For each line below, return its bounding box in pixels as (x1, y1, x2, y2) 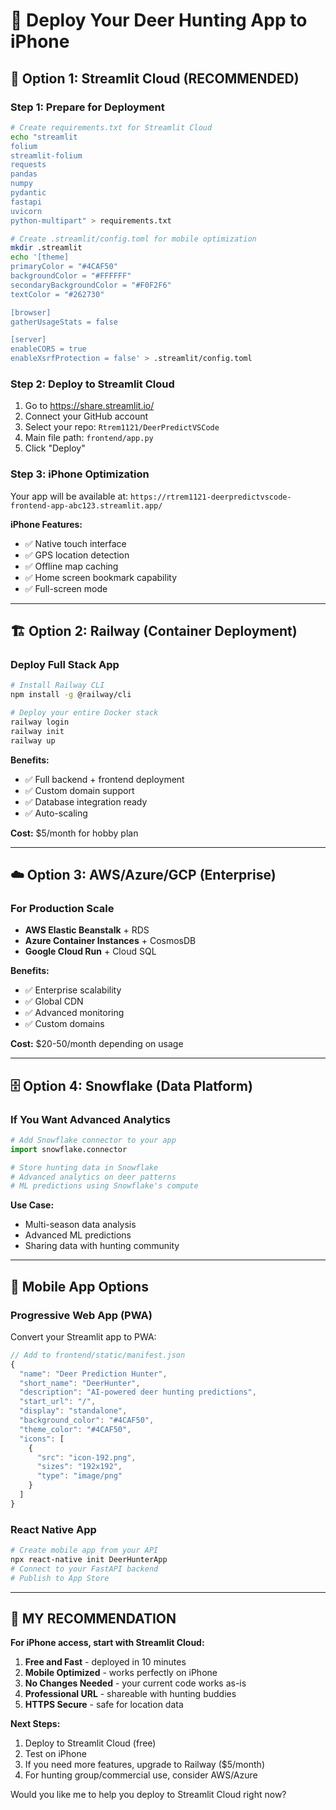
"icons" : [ (19, 1434, 65, 1444)
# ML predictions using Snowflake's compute (10, 1181, 199, 1191)
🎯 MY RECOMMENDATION (10, 1610, 177, 1628)
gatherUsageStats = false (10, 317, 118, 327)
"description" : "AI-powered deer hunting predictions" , (19, 1387, 257, 1398)
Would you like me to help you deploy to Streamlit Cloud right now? (10, 1789, 287, 1801)
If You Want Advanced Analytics (10, 1112, 171, 1126)
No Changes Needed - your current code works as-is (24, 1677, 247, 1689)
